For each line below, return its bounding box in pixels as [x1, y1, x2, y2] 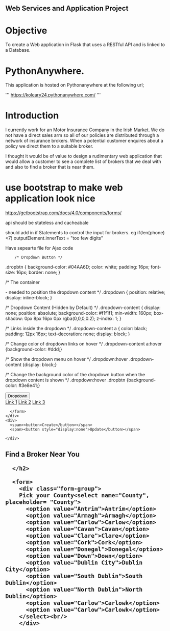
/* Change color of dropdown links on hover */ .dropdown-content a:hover [5, 341, 162, 347]
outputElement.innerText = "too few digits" [13, 235, 104, 241]
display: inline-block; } [5, 295, 53, 301]
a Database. [5, 47, 31, 53]
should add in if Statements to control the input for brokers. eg [5, 230, 136, 236]
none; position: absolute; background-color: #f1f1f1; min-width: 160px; [5, 310, 153, 316]
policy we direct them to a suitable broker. [5, 143, 93, 149]
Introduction [5, 110, 59, 121]
